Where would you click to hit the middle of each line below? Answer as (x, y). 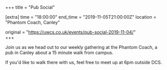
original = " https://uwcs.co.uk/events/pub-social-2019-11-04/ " (71, 32)
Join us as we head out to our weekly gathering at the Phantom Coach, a (81, 47)
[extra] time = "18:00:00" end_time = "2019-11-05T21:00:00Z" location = (81, 17)
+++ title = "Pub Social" (30, 7)
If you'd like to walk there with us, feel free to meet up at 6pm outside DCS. (84, 62)
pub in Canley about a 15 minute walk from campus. (59, 53)
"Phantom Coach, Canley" (32, 22)
